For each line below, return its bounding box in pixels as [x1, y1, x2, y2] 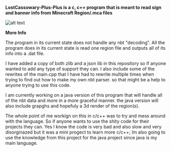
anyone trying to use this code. [5, 82, 71, 88]
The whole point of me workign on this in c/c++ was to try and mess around [5, 113, 165, 119]
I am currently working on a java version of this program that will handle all [5, 92, 163, 98]
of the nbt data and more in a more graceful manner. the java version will [5, 97, 159, 103]
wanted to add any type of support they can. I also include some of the [5, 66, 155, 72]
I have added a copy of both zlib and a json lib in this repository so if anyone [5, 60, 166, 66]
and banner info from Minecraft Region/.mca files [5, 10, 113, 16]
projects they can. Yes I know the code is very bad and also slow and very [5, 124, 162, 130]
